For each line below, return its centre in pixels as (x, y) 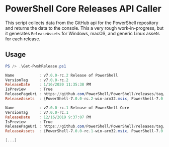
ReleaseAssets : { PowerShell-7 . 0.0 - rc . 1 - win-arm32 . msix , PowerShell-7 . (83, 131)
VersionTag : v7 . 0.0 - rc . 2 (37, 80)
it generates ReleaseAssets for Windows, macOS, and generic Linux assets (82, 33)
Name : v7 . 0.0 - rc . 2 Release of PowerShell (62, 75)
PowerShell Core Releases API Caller (83, 9)
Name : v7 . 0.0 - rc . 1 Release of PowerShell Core (67, 108)
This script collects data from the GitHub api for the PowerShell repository (82, 23)
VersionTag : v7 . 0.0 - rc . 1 (37, 112)
